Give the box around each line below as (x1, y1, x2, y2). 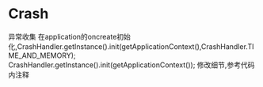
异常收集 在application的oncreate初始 (8, 32, 131, 41)
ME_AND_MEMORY (8, 51, 71, 60)
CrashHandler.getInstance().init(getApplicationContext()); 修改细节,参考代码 (8, 60, 255, 70)
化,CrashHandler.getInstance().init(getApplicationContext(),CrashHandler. (8, 41, 248, 51)
